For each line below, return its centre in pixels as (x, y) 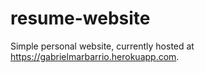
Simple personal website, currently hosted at (102, 46)
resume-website (80, 18)
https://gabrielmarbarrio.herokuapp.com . (95, 56)
